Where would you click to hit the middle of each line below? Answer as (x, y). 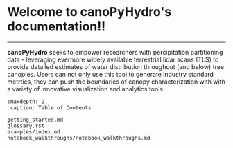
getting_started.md (35, 120)
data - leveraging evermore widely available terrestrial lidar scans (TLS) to (113, 59)
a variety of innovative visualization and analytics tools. (86, 89)
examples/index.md (34, 132)
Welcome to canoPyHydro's (89, 12)
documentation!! (57, 27)
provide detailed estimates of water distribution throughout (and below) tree (115, 66)
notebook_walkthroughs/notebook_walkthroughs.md (79, 138)
